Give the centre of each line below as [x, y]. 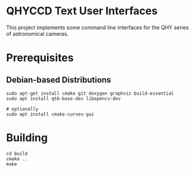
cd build [17, 154]
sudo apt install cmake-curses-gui [50, 114]
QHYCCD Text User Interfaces [82, 11]
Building [27, 138]
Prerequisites [40, 58]
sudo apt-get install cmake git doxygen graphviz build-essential [90, 93]
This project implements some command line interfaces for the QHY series [97, 27]
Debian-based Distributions [59, 79]
